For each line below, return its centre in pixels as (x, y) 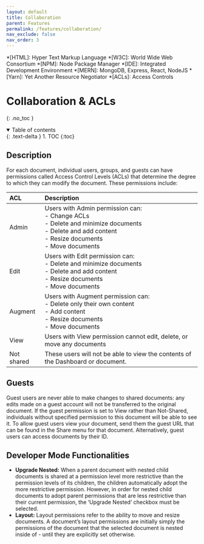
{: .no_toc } (20, 118)
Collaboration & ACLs (61, 101)
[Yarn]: (15, 77)
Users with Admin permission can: (93, 208)
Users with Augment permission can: (97, 296)
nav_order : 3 (23, 40)
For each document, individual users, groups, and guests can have (90, 170)
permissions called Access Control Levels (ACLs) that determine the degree (101, 176)
